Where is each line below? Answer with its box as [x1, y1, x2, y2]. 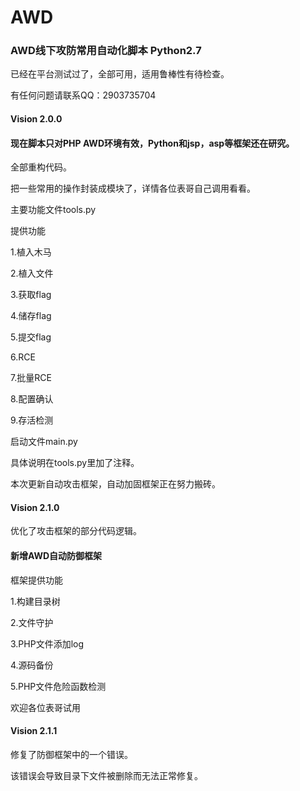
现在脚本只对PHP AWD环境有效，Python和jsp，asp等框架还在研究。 [10, 137, 295, 149]
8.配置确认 [10, 393, 54, 405]
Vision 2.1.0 [10, 501, 60, 513]
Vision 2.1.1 [10, 725, 58, 737]
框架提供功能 [10, 574, 63, 586]
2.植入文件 [10, 267, 54, 280]
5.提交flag [10, 331, 52, 343]
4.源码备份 [10, 659, 54, 671]
